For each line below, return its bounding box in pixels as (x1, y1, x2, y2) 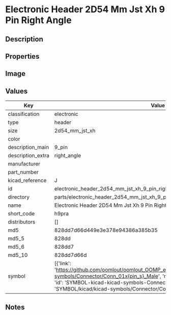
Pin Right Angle (5, 14, 72, 26)
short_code (8, 210, 35, 217)
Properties (5, 52, 40, 61)
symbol (8, 273, 25, 280)
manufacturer (8, 160, 41, 167)
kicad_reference (8, 177, 47, 184)
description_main (8, 144, 49, 151)
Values (5, 87, 28, 95)
